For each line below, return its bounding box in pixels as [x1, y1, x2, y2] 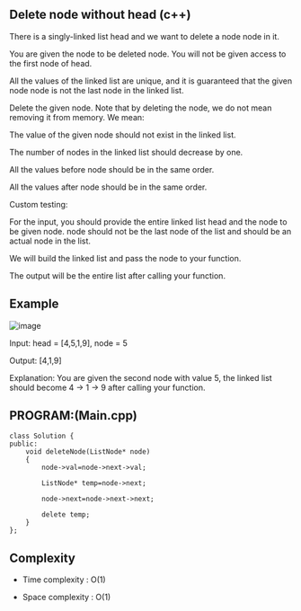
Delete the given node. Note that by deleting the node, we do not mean [9, 102, 272, 113]
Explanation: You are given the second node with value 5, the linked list [9, 372, 272, 383]
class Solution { [9, 431, 75, 441]
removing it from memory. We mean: [9, 111, 146, 122]
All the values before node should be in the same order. [9, 164, 215, 174]
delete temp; [41, 510, 91, 519]
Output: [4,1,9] [9, 355, 62, 366]
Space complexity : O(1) [22, 592, 111, 603]
